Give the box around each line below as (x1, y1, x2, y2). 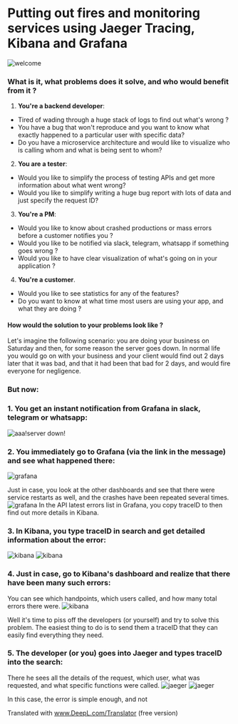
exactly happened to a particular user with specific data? (17, 130, 185, 140)
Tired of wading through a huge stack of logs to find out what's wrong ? (17, 115, 229, 124)
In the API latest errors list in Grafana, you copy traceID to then (38, 500, 223, 509)
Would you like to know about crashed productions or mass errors (17, 224, 212, 232)
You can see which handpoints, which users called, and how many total (7, 594, 217, 603)
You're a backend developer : (17, 102, 105, 110)
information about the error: (7, 534, 107, 544)
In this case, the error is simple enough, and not (7, 695, 148, 703)
